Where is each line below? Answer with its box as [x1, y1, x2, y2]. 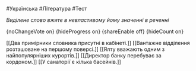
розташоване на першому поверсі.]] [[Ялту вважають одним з [6, 46, 165, 53]
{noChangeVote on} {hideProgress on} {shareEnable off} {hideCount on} [6, 28, 184, 35]
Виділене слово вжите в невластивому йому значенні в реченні [6, 17, 169, 23]
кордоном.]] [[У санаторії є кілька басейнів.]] [6, 59, 122, 65]
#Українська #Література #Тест [6, 5, 87, 12]
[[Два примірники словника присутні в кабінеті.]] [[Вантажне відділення [6, 40, 190, 46]
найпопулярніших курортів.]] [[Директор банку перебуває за [6, 52, 162, 59]
